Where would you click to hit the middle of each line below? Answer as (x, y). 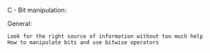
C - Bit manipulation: (37, 10)
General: (20, 23)
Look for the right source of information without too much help (105, 36)
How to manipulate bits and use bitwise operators (83, 43)
